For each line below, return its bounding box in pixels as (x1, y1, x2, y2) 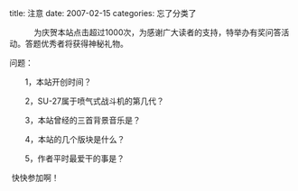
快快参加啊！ (11, 172, 60, 183)
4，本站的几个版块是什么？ (24, 134, 126, 144)
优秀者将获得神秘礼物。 (40, 39, 128, 49)
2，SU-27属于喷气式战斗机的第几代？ (24, 95, 164, 106)
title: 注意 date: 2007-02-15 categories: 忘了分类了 (9, 8, 197, 18)
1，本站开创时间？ (24, 77, 92, 87)
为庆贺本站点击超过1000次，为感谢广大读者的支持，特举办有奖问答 (33, 27, 282, 38)
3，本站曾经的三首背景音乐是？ (24, 115, 142, 125)
